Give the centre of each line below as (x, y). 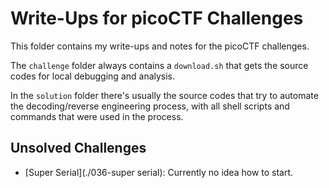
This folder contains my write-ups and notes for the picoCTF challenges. (160, 46)
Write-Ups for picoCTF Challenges (157, 18)
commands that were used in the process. (97, 116)
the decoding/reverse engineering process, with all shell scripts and (150, 106)
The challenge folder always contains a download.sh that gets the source (159, 65)
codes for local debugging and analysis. (93, 76)
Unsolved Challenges (78, 148)
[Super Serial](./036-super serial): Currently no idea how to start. (159, 172)
